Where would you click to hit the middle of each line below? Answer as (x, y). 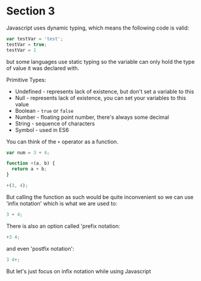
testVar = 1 (21, 50)
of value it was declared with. (43, 68)
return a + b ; (29, 169)
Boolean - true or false (44, 110)
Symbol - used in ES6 (42, 130)
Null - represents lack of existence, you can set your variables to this (101, 98)
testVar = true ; (27, 44)
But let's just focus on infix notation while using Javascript (79, 271)
